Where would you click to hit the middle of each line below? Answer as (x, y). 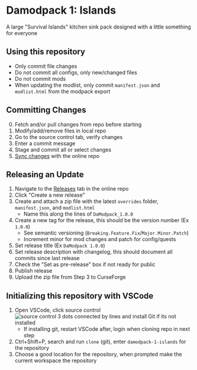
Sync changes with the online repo (57, 156)
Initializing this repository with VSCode (80, 295)
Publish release (33, 271)
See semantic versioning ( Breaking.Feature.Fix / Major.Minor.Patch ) (106, 233)
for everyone (22, 33)
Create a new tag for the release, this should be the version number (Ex (102, 220)
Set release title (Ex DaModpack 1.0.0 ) (60, 246)
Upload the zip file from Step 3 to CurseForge (70, 277)
